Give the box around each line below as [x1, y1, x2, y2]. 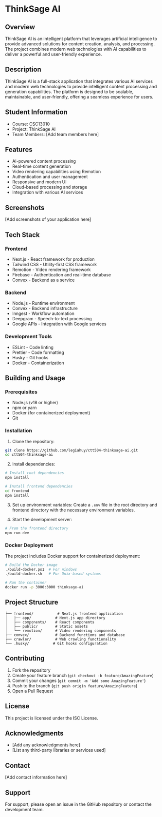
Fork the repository [12, 667, 51, 673]
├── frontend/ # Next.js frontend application [5, 611, 123, 616]
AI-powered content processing [12, 158, 76, 164]
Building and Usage [5, 374, 66, 382]
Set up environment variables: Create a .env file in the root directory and [12, 502, 157, 507]
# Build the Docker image [5, 562, 57, 567]
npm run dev [5, 530, 29, 535]
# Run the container [5, 580, 47, 585]
